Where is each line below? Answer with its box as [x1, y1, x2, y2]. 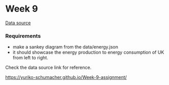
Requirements [5, 32, 41, 39]
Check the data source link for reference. [5, 64, 92, 71]
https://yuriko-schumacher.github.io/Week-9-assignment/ [5, 74, 127, 80]
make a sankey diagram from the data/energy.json [12, 44, 119, 50]
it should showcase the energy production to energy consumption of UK [12, 49, 164, 56]
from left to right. [12, 55, 48, 61]
